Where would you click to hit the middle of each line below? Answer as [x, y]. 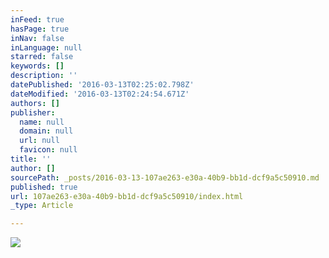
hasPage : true [40, 29]
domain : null [46, 131]
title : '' [31, 159]
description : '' [44, 76]
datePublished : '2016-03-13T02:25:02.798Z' [102, 85]
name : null [42, 122]
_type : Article [42, 206]
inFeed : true [37, 19]
